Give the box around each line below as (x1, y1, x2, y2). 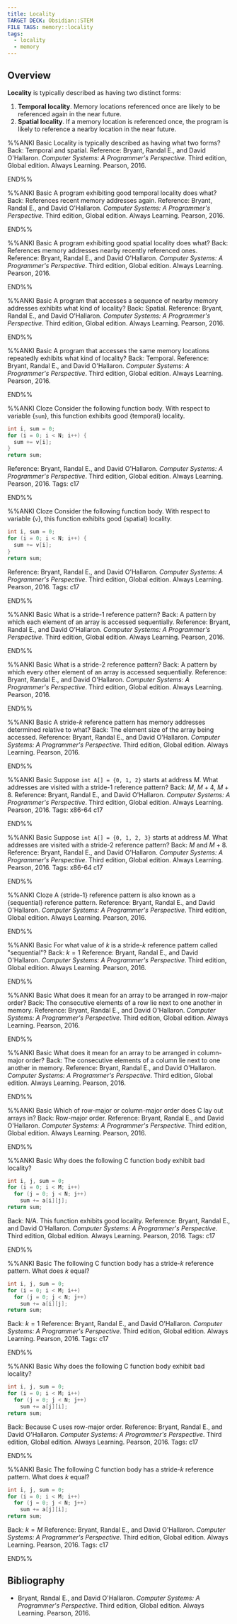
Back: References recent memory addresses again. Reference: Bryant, (7, 196, 213, 204)
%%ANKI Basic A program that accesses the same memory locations (7, 346, 210, 355)
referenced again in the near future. (17, 109, 122, 118)
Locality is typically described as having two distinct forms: (7, 88, 182, 96)
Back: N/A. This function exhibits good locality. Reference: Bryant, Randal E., (7, 1216, 231, 1225)
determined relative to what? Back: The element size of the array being (7, 725, 214, 734)
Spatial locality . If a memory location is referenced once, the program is (17, 117, 229, 126)
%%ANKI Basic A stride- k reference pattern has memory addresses (7, 718, 206, 726)
